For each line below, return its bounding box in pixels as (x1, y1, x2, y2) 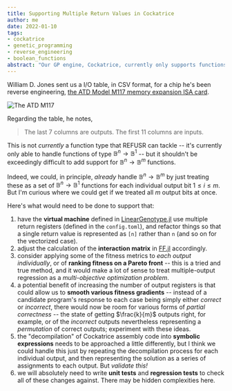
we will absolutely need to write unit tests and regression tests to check (17, 369, 224, 377)
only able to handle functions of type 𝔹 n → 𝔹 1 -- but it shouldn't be (7, 148, 198, 158)
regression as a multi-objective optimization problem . (17, 274, 169, 282)
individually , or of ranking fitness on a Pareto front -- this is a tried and (17, 259, 221, 268)
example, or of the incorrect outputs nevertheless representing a (17, 318, 202, 326)
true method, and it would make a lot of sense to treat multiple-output (17, 266, 215, 274)
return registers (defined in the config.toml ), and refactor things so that (17, 222, 222, 231)
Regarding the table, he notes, (7, 114, 93, 123)
